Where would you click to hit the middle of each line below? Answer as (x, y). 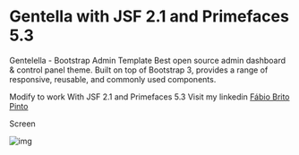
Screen (22, 124)
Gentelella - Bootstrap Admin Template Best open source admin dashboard (148, 60)
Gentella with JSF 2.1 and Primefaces (149, 17)
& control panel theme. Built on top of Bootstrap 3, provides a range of (139, 70)
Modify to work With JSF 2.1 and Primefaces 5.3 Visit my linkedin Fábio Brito (149, 97)
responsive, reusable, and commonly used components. (113, 79)
